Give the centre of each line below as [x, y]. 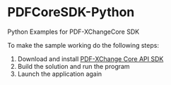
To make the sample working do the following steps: [83, 45]
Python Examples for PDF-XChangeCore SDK [73, 32]
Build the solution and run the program [73, 66]
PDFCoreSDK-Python [71, 12]
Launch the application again [60, 74]
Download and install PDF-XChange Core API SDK [90, 59]
